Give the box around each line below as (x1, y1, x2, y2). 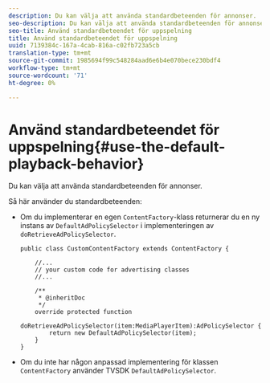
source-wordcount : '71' (8, 71, 88, 79)
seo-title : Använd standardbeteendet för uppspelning (8, 26, 193, 35)
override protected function (35, 308, 133, 316)
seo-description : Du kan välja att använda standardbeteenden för (8, 19, 235, 27)
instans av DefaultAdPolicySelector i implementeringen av (19, 221, 215, 230)
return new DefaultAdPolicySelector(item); (49, 329, 197, 337)
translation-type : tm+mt (8, 49, 92, 57)
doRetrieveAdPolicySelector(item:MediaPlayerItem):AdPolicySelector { (19, 322, 262, 330)
